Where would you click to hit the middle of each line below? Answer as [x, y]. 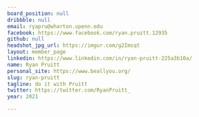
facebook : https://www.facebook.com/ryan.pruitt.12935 [87, 33]
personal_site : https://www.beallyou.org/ [69, 71]
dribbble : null [29, 20]
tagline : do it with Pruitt [48, 84]
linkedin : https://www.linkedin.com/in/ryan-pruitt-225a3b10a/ [100, 58]
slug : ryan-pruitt [33, 77]
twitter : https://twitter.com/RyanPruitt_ [69, 90]
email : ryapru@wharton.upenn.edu [55, 26]
